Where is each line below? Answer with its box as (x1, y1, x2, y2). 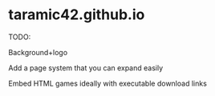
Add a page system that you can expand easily (8, 62, 164, 73)
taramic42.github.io (8, 6, 145, 24)
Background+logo (8, 47, 68, 57)
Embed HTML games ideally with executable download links (8, 78, 207, 88)
